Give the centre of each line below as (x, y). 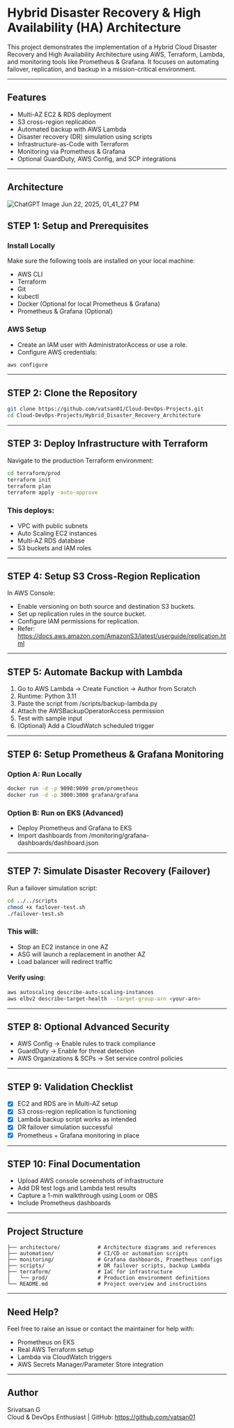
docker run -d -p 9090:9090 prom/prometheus (73, 789)
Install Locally (31, 245)
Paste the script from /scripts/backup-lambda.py (87, 704)
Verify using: (26, 977)
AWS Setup (27, 329)
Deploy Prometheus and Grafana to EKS (75, 828)
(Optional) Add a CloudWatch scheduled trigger (86, 726)
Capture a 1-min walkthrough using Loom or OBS (87, 1195)
